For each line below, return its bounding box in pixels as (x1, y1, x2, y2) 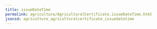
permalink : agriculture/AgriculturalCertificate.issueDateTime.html (5, 12, 152, 17)
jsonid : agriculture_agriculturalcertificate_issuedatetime (5, 16, 135, 21)
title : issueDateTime (5, 7, 51, 12)
